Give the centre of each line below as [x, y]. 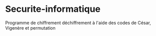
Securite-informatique [53, 9]
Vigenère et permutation [30, 28]
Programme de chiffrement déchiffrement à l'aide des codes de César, [78, 23]
